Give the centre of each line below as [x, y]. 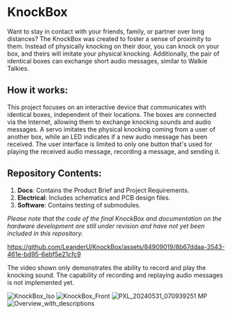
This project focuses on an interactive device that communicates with [107, 107]
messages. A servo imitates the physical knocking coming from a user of [111, 129]
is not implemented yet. [41, 282]
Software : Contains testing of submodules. [79, 205]
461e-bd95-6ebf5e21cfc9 [44, 254]
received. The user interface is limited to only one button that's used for [110, 144]
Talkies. [18, 68]
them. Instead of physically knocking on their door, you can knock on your [113, 46]
